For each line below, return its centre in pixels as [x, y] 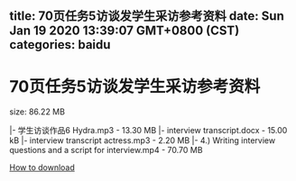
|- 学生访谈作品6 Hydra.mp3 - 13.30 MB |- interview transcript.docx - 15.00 [148, 131]
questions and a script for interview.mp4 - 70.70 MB [106, 150]
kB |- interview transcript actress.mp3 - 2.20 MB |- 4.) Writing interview [143, 140]
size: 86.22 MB [37, 112]
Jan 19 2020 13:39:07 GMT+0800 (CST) [125, 31]
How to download [42, 167]
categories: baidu [60, 45]
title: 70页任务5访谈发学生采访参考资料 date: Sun [147, 16]
